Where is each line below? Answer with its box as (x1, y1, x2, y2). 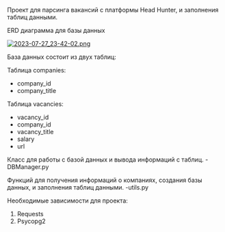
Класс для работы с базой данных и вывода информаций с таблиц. (7, 155, 204, 164)
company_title (16, 87, 57, 94)
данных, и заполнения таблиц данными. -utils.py (7, 183, 149, 191)
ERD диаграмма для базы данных (7, 27, 105, 34)
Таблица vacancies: (7, 100, 64, 108)
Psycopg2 (16, 217, 46, 225)
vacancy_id (16, 113, 49, 121)
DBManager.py (7, 163, 49, 170)
